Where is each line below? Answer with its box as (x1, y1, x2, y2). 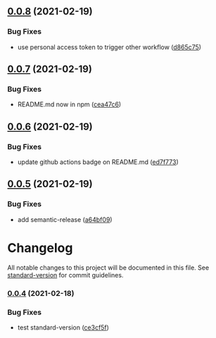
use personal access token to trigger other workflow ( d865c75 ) (17, 42, 202, 51)
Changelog (7, 239, 73, 256)
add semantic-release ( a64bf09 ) (17, 215, 113, 224)
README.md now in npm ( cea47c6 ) (17, 100, 122, 108)
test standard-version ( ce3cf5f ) (17, 323, 109, 332)
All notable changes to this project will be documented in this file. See (7, 263, 210, 272)
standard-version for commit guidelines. (7, 270, 124, 279)
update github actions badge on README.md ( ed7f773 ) (17, 158, 179, 166)
